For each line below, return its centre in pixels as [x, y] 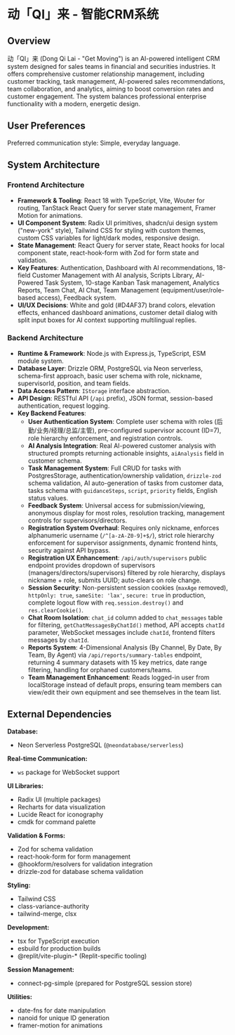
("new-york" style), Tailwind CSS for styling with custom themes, [111, 230]
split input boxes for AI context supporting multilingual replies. [107, 320]
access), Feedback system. [77, 297]
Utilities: [20, 996]
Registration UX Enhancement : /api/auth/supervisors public [117, 558]
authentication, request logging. [63, 406]
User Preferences [46, 126]
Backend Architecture [46, 338]
